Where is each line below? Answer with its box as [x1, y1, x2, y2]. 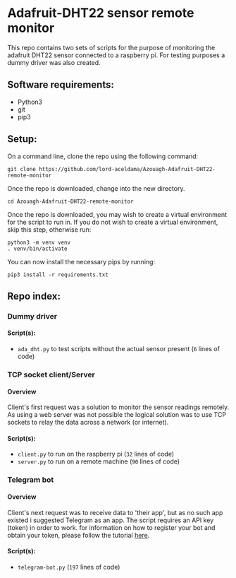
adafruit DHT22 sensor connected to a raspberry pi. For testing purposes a [7, 51, 225, 59]
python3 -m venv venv [7, 239, 71, 246]
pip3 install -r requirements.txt [7, 271, 109, 278]
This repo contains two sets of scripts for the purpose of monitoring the [7, 43, 216, 52]
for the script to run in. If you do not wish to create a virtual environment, [7, 218, 218, 226]
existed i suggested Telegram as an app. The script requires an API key [7, 516, 214, 524]
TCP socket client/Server [7, 370, 95, 379]
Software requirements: [7, 79, 114, 91]
